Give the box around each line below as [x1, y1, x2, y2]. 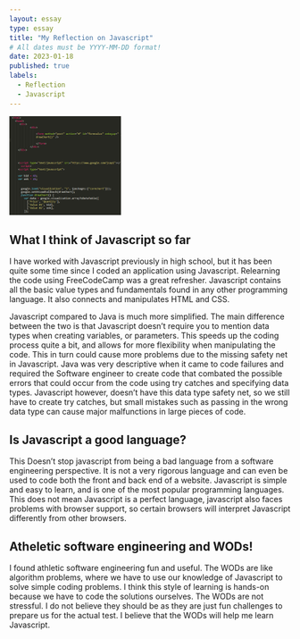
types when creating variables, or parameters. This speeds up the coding [9, 331, 279, 341]
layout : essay [9, 14, 62, 23]
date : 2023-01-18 [9, 52, 74, 62]
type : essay [9, 23, 54, 33]
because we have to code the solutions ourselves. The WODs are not [9, 591, 264, 601]
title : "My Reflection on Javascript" [9, 33, 154, 42]
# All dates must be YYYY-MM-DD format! [9, 43, 162, 52]
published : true [9, 62, 70, 71]
